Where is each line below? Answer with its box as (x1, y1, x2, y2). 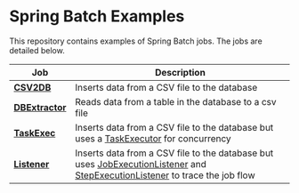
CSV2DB (13, 81, 52, 93)
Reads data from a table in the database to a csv (75, 95, 278, 108)
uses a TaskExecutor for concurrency (75, 132, 231, 144)
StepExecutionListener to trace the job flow (75, 169, 255, 181)
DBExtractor (13, 101, 67, 113)
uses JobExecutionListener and (75, 157, 206, 170)
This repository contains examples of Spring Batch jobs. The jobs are (9, 36, 263, 46)
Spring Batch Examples (9, 6, 185, 27)
